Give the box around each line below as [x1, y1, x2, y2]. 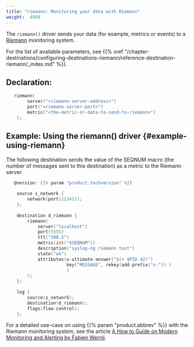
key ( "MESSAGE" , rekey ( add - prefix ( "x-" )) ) [66, 262, 172, 268]
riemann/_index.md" [6, 60, 55, 68]
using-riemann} [6, 141, 66, 151]
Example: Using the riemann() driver [6, 131, 142, 141]
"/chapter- [124, 48, 150, 55]
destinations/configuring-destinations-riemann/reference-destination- [6, 54, 176, 61]
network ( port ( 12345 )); [27, 196, 83, 202]
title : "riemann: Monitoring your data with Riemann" [6, 8, 141, 15]
